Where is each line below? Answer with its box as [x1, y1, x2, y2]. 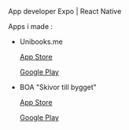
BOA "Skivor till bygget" [19, 82, 97, 92]
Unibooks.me [19, 37, 63, 46]
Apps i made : [8, 22, 53, 31]
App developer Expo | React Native [8, 7, 122, 16]
